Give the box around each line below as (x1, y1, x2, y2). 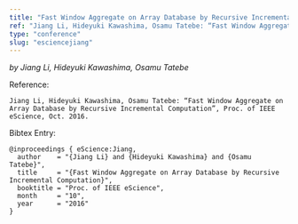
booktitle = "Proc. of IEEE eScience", (17, 184, 165, 193)
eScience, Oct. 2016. (9, 112, 90, 121)
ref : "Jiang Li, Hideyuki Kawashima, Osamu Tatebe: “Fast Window (9, 21, 255, 30)
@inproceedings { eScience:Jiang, (9, 145, 137, 154)
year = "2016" (17, 199, 90, 209)
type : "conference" (9, 29, 82, 38)
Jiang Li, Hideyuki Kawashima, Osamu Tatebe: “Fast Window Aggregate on (9, 97, 284, 106)
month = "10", (17, 192, 86, 201)
